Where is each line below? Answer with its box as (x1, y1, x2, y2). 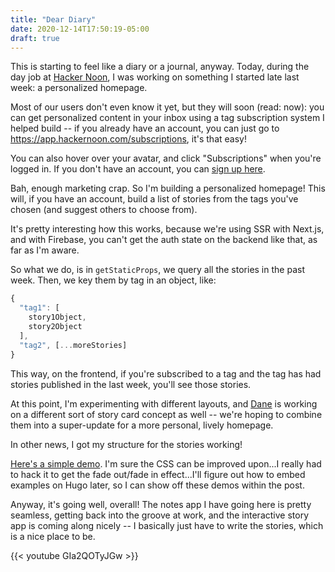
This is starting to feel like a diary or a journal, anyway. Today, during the (10, 61, 310, 73)
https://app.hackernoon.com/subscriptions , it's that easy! (10, 133, 247, 145)
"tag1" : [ (19, 303, 60, 313)
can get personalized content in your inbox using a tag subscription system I (10, 112, 325, 124)
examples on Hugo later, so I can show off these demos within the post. (10, 479, 305, 491)
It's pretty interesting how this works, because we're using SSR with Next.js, (10, 223, 325, 235)
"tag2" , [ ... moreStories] (19, 340, 128, 350)
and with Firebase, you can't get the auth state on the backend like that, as (10, 234, 318, 246)
